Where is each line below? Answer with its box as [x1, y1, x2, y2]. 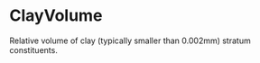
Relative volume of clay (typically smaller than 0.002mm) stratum [9, 35, 251, 46]
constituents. [9, 44, 59, 55]
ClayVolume [9, 5, 103, 26]
